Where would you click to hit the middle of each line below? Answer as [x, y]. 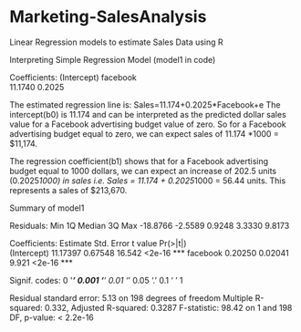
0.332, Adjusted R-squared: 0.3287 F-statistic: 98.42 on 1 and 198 [168, 307]
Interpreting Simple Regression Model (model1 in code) [113, 59]
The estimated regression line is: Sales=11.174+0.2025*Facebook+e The [145, 104]
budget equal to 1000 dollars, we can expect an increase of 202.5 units [143, 171]
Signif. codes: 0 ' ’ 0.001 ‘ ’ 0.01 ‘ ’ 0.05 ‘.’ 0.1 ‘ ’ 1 [96, 280]
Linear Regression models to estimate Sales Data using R [116, 42]
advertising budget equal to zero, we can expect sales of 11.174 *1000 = [145, 133]
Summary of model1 [47, 208]
